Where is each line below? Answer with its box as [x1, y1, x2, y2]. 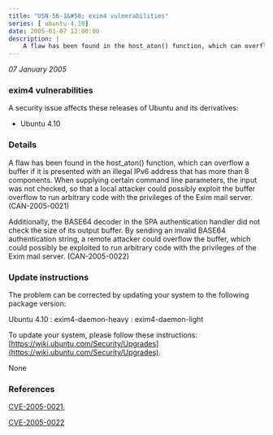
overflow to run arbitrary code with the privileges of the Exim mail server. [8, 192, 253, 202]
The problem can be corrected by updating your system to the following [8, 290, 249, 300]
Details [8, 139, 37, 150]
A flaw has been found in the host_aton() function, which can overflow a [8, 158, 250, 167]
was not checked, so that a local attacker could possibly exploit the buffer [8, 184, 256, 194]
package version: [8, 298, 67, 309]
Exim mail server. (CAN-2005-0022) [8, 251, 130, 261]
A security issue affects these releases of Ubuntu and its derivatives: [8, 103, 239, 113]
